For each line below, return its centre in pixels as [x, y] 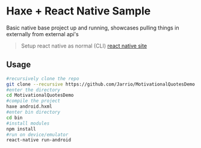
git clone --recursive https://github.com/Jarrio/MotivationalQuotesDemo [101, 84]
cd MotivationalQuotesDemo [40, 95]
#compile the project [33, 101]
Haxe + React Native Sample [79, 11]
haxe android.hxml [29, 106]
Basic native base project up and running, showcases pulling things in [93, 28]
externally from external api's [43, 34]
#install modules [28, 123]
